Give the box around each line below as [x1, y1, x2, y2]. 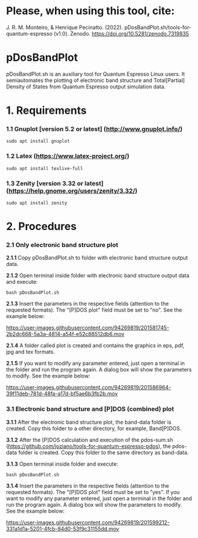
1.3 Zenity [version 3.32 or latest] [6, 179, 104, 187]
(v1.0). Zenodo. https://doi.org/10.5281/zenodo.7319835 [53, 30, 189, 37]
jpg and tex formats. [6, 348, 55, 356]
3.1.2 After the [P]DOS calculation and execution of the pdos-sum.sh [6, 436, 173, 443]
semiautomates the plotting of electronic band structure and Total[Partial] [6, 76, 185, 84]
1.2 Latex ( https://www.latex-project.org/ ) [6, 152, 130, 161]
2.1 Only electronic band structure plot [6, 241, 119, 249]
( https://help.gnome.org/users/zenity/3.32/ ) [6, 187, 138, 195]
